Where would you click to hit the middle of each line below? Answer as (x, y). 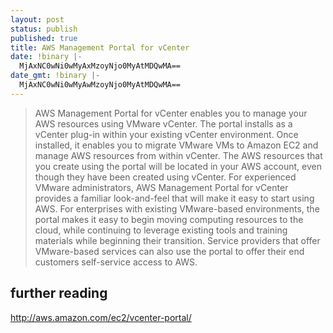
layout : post (37, 19)
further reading (59, 293)
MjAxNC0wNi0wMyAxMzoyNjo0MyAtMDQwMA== (100, 66)
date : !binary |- (46, 57)
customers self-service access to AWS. (116, 262)
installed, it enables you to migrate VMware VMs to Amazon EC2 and (176, 145)
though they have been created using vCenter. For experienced (165, 177)
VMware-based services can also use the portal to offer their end (169, 251)
